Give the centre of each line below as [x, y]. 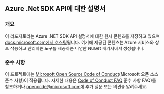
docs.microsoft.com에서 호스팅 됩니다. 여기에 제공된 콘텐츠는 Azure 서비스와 [80, 42]
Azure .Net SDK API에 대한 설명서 [55, 9]
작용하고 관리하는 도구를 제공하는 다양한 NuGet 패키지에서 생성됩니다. [77, 48]
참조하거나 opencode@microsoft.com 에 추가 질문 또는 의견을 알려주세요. [76, 86]
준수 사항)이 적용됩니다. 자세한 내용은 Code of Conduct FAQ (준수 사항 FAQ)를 [81, 80]
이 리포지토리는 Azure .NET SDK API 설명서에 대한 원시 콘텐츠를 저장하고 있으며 [82, 36]
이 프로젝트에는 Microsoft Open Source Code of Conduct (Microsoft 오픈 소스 [82, 74]
